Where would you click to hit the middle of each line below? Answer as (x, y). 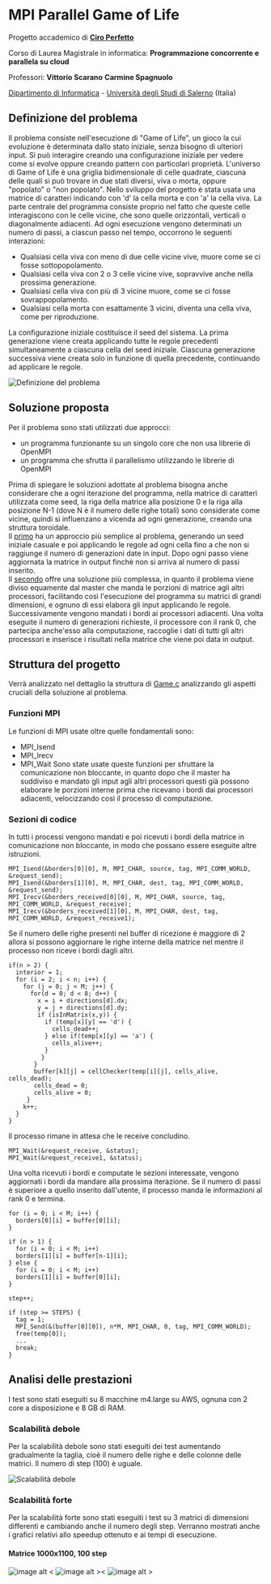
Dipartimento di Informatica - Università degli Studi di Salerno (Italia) (122, 93)
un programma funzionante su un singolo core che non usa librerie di (135, 443)
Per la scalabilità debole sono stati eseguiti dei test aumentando (114, 1447)
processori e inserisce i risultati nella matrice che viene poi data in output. (131, 639)
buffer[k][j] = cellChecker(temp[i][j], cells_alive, (126, 1071)
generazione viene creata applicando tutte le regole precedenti (113, 340)
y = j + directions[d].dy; (83, 1007)
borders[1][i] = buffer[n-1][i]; (72, 1256)
